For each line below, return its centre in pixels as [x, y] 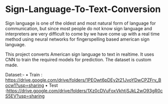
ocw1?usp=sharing [25, 85]
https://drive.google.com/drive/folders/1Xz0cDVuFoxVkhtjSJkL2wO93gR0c [85, 90]
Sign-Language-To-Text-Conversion [83, 9]
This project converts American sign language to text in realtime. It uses [80, 54]
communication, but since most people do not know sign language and [79, 28]
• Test [51, 85]
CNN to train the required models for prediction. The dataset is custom [78, 59]
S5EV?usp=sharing [25, 96]
